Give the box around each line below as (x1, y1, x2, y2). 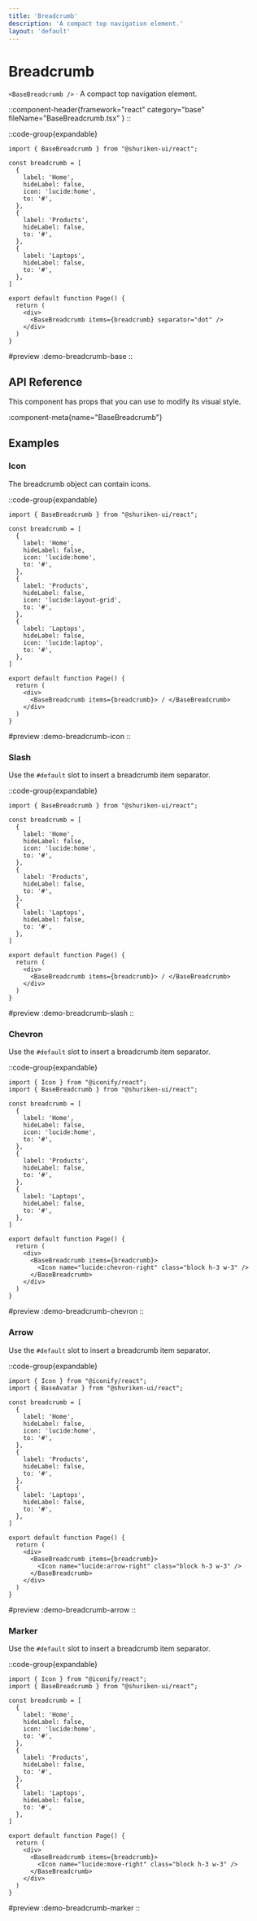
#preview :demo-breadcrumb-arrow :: (8, 1604, 136, 1614)
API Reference (8, 375, 83, 389)
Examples (8, 436, 59, 450)
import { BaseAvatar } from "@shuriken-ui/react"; (8, 1384, 184, 1392)
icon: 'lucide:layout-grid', (23, 596, 122, 604)
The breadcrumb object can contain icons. (8, 479, 151, 488)
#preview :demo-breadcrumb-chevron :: (8, 1306, 144, 1316)
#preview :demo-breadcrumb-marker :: (8, 1903, 141, 1913)
